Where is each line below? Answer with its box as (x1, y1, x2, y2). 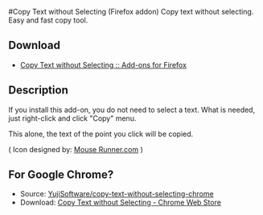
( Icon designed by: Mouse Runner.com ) (8, 144, 143, 154)
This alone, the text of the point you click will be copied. (8, 129, 194, 139)
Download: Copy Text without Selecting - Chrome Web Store (19, 197, 221, 208)
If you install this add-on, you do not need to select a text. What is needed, (8, 105, 256, 114)
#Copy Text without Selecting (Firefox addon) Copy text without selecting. (8, 7, 254, 16)
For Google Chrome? (8, 168, 114, 182)
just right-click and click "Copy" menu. (8, 113, 137, 123)
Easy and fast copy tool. (8, 15, 88, 25)
